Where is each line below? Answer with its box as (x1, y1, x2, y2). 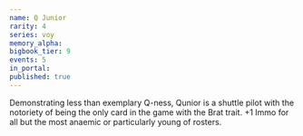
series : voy (9, 30, 54, 39)
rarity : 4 (9, 22, 47, 31)
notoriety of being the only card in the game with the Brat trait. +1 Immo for (9, 106, 289, 118)
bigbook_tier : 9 (9, 47, 71, 56)
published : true (9, 73, 71, 82)
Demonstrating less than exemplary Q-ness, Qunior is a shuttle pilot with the (9, 97, 295, 108)
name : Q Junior (9, 13, 67, 23)
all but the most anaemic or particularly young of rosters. (9, 116, 222, 127)
